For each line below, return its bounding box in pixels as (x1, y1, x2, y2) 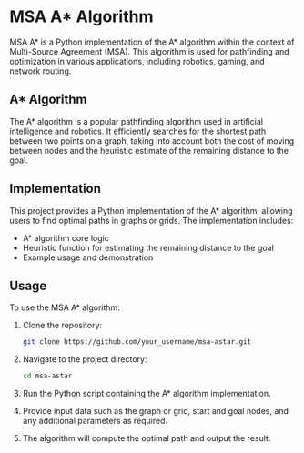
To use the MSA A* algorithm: (9, 302, 120, 313)
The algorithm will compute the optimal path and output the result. (22, 433, 271, 444)
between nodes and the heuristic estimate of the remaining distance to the (9, 145, 289, 156)
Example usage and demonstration (22, 252, 154, 263)
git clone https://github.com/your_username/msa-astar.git (22, 337, 252, 347)
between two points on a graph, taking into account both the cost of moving (9, 135, 295, 146)
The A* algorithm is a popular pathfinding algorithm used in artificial (9, 116, 264, 126)
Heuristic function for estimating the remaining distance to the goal (22, 242, 275, 253)
